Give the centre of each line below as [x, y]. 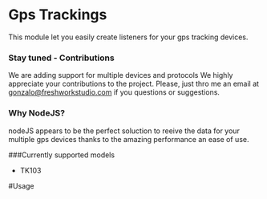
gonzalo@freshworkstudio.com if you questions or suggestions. [114, 92]
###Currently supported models [61, 155]
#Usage [21, 185]
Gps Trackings [58, 15]
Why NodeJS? [37, 113]
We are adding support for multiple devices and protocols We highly [121, 75]
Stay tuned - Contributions [61, 58]
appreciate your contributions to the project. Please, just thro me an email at [133, 84]
